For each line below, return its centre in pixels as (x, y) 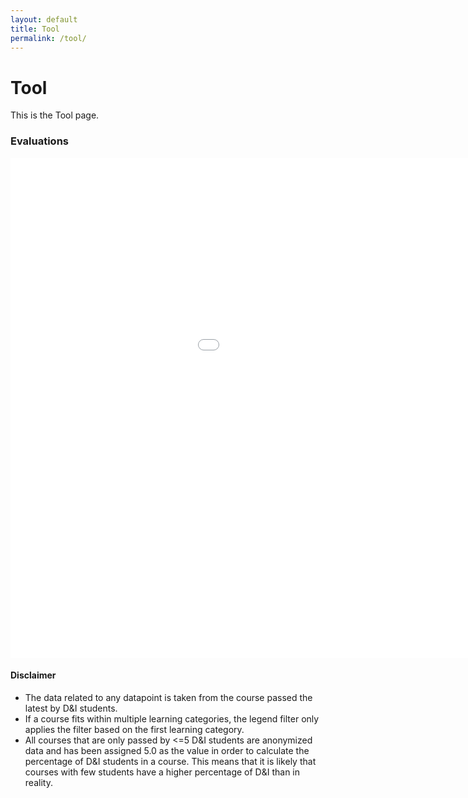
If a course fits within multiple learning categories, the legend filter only (172, 718)
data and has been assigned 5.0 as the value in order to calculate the (167, 750)
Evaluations (40, 141)
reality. (38, 782)
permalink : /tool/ (48, 38)
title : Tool (35, 29)
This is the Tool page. (55, 115)
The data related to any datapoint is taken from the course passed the (168, 697)
